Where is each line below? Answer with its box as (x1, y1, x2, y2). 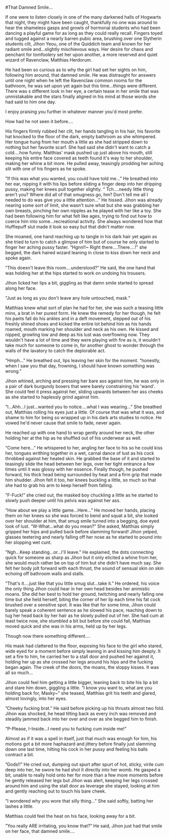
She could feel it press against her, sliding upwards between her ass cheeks (5, 388, 163, 395)
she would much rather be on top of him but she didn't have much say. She (5, 560, 161, 566)
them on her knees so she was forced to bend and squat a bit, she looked (5, 513, 158, 519)
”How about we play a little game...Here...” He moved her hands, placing (5, 507, 155, 513)
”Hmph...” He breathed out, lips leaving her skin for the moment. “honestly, (5, 358, 160, 363)
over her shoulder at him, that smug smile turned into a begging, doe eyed (5, 518, 159, 524)
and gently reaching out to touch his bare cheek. (5, 788, 106, 794)
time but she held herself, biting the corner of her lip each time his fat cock (5, 596, 160, 602)
